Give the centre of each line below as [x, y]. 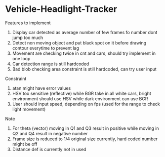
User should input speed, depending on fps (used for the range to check [86, 104]
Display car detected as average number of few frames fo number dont [85, 32]
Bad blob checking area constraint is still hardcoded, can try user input [84, 69]
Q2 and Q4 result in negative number [50, 133]
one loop [21, 58]
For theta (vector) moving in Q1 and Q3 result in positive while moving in [85, 128]
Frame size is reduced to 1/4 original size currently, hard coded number [85, 139]
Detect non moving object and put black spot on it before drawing [79, 42]
